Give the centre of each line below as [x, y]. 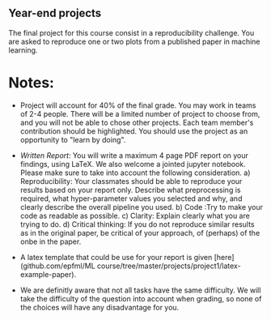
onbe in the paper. [51, 241]
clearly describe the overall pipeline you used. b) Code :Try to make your [142, 207]
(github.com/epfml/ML [57, 266]
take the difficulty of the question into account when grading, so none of [141, 298]
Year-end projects [55, 13]
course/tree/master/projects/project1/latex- [169, 266]
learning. [23, 50]
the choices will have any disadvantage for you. [100, 307]
